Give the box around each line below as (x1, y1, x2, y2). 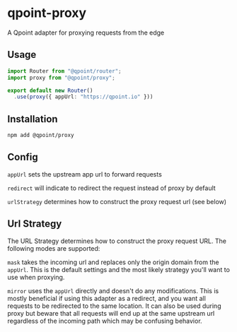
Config (7, 151, 38, 163)
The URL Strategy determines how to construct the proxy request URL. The (7, 237, 226, 245)
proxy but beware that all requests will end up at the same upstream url (7, 309, 215, 317)
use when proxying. (7, 273, 65, 281)
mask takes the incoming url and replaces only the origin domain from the (7, 258, 219, 266)
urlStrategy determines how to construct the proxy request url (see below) (7, 197, 227, 206)
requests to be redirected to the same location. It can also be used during (7, 302, 221, 310)
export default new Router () (7, 87, 93, 94)
